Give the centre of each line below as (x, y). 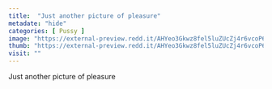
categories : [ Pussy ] (47, 31)
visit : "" (25, 53)
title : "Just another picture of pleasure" (85, 16)
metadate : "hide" (38, 23)
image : (19, 38)
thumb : (19, 46)
